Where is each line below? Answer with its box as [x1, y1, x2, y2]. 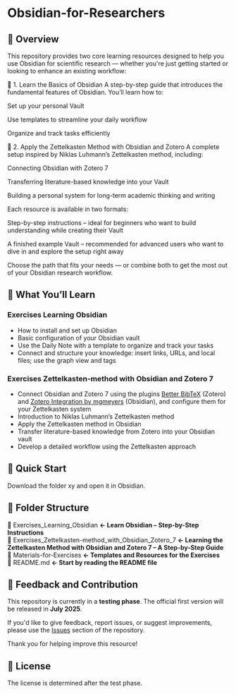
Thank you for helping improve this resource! [7, 640, 138, 648]
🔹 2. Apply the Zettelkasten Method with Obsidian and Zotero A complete [7, 143, 220, 151]
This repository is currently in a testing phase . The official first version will [7, 597, 224, 606]
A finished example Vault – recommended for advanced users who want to [7, 240, 224, 248]
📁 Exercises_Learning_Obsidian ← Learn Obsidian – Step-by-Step [7, 520, 199, 529]
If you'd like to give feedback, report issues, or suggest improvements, [7, 618, 213, 627]
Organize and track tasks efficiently [7, 129, 111, 137]
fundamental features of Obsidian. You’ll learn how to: [7, 88, 164, 96]
